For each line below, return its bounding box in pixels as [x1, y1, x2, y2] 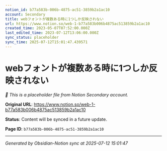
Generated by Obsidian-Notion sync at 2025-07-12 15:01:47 [5, 140, 128, 146]
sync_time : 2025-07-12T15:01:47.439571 [5, 40, 88, 45]
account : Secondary [5, 12, 46, 17]
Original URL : [5, 101, 33, 107]
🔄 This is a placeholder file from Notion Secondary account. [5, 91, 128, 97]
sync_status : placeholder [5, 35, 59, 40]
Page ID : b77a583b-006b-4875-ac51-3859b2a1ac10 [5, 126, 104, 132]
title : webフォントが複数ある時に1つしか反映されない [5, 16, 104, 21]
